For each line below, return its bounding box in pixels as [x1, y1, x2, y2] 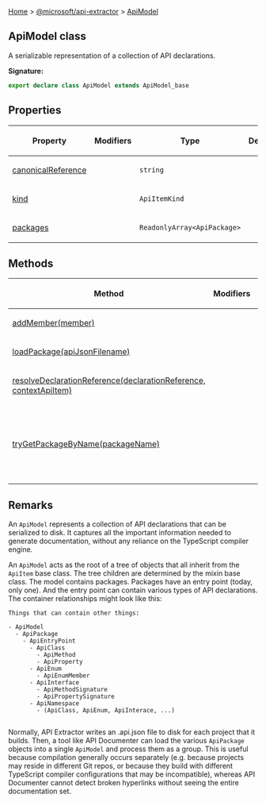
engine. [8, 545, 33, 554]
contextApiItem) [12, 385, 73, 396]
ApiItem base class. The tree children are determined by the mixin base [8, 569, 241, 578]
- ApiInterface [28, 679, 80, 687]
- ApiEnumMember [36, 672, 90, 680]
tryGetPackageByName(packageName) [12, 438, 161, 449]
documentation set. [8, 786, 72, 796]
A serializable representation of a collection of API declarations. [8, 51, 216, 60]
